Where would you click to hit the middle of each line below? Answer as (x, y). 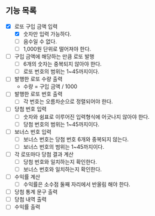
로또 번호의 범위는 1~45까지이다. (61, 71)
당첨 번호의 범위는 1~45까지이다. (61, 124)
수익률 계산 (27, 177)
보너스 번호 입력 (33, 131)
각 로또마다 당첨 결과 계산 (44, 154)
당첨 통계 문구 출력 (36, 192)
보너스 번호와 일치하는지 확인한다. (63, 169)
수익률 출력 (27, 207)
